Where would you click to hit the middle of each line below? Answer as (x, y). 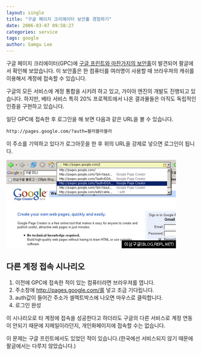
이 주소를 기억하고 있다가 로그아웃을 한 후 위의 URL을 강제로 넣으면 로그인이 (95, 143)
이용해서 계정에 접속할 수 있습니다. (46, 78)
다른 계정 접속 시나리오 (46, 267)
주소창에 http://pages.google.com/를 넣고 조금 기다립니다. (85, 290)
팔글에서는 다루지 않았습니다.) (41, 346)
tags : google (23, 38)
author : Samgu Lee (29, 45)
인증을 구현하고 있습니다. (35, 106)
